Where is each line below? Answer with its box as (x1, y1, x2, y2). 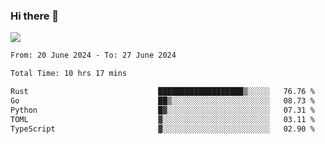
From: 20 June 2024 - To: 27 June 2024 (10, 50, 177, 61)
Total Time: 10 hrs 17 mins (10, 69, 128, 79)
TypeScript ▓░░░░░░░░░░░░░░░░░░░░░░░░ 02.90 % (10, 124, 315, 134)
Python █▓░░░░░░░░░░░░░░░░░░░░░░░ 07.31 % (10, 105, 315, 115)
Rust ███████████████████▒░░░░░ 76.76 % (10, 87, 315, 97)
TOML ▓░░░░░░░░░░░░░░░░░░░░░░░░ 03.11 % (10, 114, 315, 124)
